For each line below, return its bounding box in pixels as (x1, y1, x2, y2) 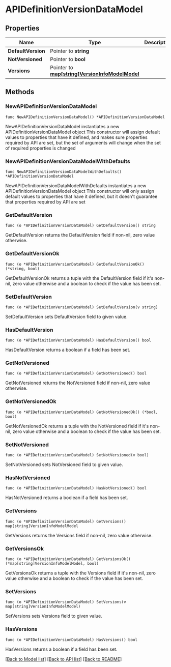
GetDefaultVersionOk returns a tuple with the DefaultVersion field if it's (5, 275, 154, 281)
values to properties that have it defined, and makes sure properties (5, 134, 148, 140)
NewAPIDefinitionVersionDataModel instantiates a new (5, 123, 120, 129)
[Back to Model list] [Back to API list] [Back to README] (5, 656, 122, 662)
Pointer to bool (50, 56, 85, 63)
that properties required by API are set (5, 198, 85, 205)
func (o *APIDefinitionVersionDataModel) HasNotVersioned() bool (5, 486, 147, 491)
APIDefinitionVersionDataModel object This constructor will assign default (5, 129, 160, 135)
